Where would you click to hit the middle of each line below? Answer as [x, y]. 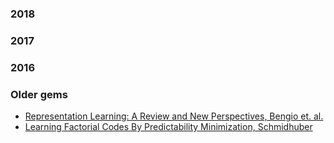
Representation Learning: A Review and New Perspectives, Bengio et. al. [174, 116]
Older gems [39, 94]
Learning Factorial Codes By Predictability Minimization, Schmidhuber [168, 127]
